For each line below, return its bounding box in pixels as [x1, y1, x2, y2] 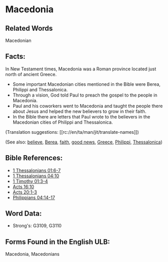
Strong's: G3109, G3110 [12, 223, 62, 229]
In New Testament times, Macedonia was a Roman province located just [5, 65, 156, 72]
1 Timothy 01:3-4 [12, 178, 48, 184]
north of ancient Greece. [5, 71, 57, 77]
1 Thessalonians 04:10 [12, 173, 60, 179]
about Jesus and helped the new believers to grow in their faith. [12, 108, 147, 114]
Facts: [5, 52, 25, 61]
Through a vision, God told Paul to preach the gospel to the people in [12, 92, 158, 98]
